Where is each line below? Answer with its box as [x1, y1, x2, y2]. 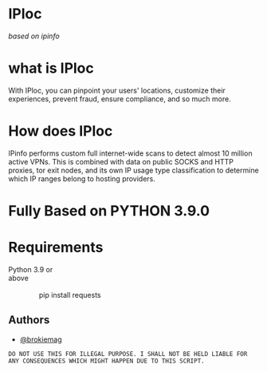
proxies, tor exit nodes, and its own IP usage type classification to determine [8, 165, 259, 175]
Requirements [8, 239, 104, 256]
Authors [8, 313, 50, 327]
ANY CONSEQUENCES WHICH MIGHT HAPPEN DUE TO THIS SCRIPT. [8, 357, 205, 365]
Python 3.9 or [8, 264, 53, 274]
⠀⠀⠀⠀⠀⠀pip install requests [8, 290, 101, 299]
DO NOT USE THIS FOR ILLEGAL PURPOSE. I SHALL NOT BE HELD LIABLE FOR [8, 350, 248, 358]
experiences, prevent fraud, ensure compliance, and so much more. [8, 93, 231, 104]
